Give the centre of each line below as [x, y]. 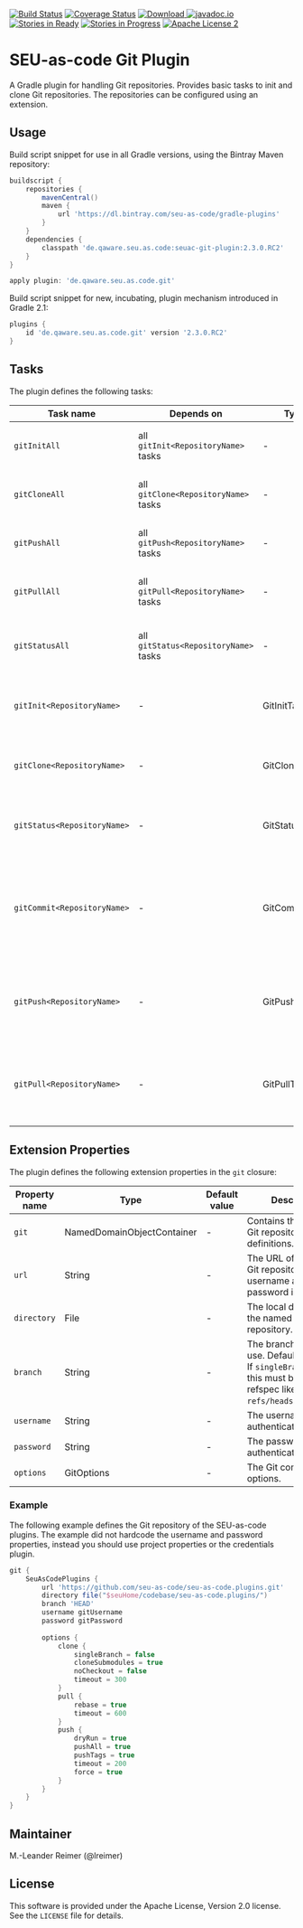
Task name [72, 413]
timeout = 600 [100, 1713]
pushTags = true [104, 1755]
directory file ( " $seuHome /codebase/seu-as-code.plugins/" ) [155, 1595]
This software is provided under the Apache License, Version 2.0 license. [145, 1905]
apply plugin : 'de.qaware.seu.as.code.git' [92, 281]
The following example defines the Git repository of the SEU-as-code [138, 1525]
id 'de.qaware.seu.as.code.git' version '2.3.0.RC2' [127, 333]
